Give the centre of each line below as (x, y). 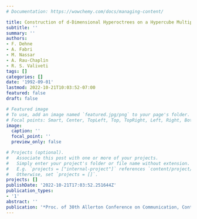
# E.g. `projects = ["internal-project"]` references (76, 169)
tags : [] (17, 71)
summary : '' (21, 33)
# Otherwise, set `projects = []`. (52, 174)
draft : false (22, 99)
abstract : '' (22, 201)
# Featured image (27, 109)
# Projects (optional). (35, 153)
